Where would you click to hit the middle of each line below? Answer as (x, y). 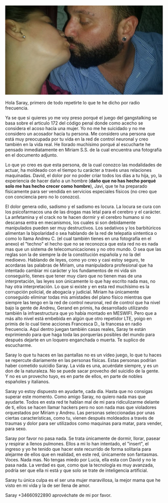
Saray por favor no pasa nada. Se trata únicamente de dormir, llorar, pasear (83, 438)
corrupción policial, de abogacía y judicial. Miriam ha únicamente (72, 292)
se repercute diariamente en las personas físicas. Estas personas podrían (81, 360)
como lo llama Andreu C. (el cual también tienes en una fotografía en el (78, 238)
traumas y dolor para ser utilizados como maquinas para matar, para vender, (84, 423)
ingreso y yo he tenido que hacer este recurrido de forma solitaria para (78, 449)
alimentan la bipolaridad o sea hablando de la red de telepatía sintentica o (81, 233)
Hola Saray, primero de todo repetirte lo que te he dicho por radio (72, 102)
